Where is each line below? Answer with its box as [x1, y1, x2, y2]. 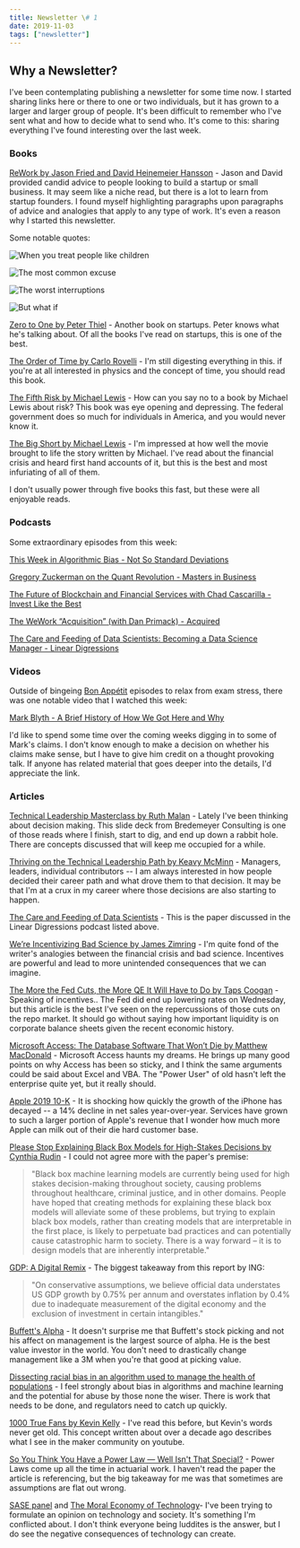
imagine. [9, 968, 41, 978]
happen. [9, 894, 40, 906]
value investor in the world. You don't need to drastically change [9, 1344, 247, 1355]
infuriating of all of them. [9, 467, 100, 478]
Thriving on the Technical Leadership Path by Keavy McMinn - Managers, [9, 857, 281, 867]
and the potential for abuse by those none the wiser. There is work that [9, 1391, 271, 1402]
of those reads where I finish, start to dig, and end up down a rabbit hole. [9, 830, 279, 840]
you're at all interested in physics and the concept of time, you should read [9, 365, 286, 377]
